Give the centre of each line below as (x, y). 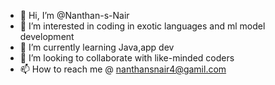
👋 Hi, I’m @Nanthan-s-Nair (74, 15)
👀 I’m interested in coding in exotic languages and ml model (142, 26)
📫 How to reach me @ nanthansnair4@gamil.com (123, 69)
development (47, 36)
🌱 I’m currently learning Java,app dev (97, 47)
